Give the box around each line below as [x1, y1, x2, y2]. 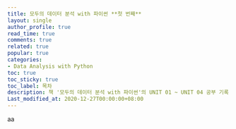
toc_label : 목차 [7, 82, 52, 90]
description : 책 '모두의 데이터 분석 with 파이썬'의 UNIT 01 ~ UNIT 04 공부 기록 [7, 89, 229, 96]
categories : [7, 56, 42, 63]
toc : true [7, 69, 37, 76]
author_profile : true [7, 23, 71, 30]
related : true [7, 43, 49, 50]
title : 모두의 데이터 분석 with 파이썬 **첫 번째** [7, 10, 142, 18]
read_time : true [7, 30, 55, 37]
